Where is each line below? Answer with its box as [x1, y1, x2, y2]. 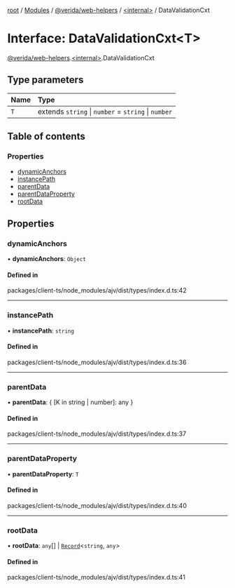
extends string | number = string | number [37, 107, 173, 116]
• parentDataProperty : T [7, 469, 79, 478]
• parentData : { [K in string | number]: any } [7, 398, 134, 406]
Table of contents [7, 131, 85, 142]
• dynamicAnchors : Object [7, 255, 86, 263]
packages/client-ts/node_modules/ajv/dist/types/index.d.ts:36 [7, 358, 187, 366]
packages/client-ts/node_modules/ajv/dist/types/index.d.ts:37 [7, 429, 187, 438]
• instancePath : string [7, 326, 75, 335]
